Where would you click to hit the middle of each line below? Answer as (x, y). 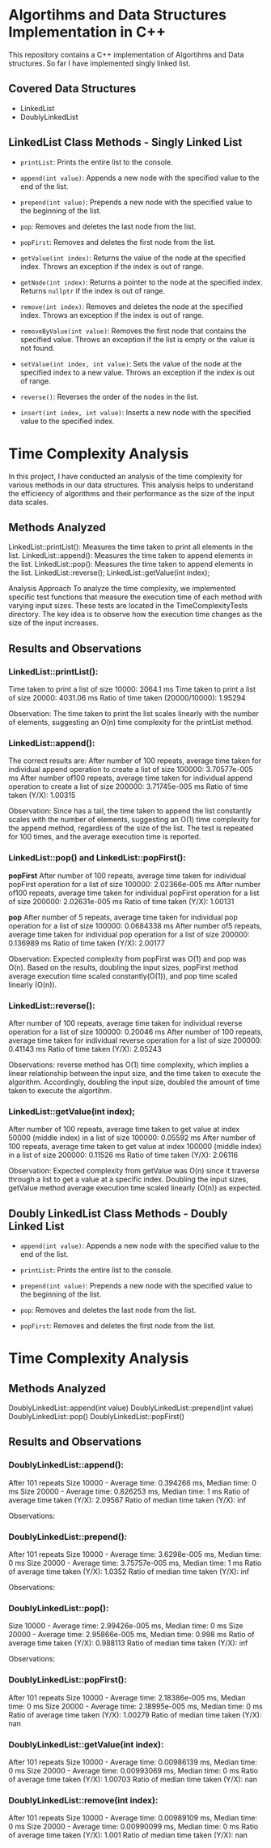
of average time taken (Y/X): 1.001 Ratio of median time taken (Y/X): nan (128, 1835)
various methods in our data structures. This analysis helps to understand (131, 485)
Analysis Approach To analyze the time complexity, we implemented (122, 589)
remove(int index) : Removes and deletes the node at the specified (131, 307)
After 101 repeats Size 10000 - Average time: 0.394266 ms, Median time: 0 (133, 1482)
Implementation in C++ (87, 32)
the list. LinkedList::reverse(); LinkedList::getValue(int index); (109, 572)
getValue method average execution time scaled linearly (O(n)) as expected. (135, 1188)
